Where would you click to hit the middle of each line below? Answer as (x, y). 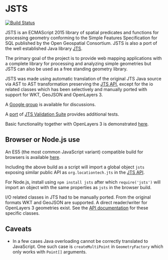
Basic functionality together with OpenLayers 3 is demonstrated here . (77, 124)
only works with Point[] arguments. (49, 251)
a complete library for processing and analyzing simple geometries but (78, 63)
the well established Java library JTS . (44, 48)
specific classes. (23, 213)
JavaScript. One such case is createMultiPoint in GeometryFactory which (88, 246)
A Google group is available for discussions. (51, 104)
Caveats (18, 229)
